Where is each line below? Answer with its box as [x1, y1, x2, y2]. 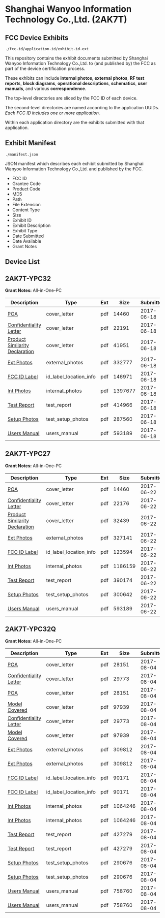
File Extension [12, 201, 41, 207]
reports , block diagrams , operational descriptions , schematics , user [5, 80, 147, 86]
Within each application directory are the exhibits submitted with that [5, 120, 145, 125]
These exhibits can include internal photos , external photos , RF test [5, 75, 145, 81]
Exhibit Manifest [5, 139, 56, 147]
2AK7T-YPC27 [5, 449, 51, 458]
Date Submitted [12, 233, 44, 239]
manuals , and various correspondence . [5, 86, 86, 92]
